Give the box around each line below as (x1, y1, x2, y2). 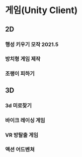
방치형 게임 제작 (5, 56, 41, 63)
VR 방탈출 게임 (5, 131, 38, 138)
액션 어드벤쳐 (5, 146, 35, 153)
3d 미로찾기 (5, 102, 32, 109)
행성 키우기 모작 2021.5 (5, 41, 59, 48)
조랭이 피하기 (5, 70, 35, 77)
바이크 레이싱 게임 (5, 116, 46, 123)
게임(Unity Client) (5, 5, 78, 16)
